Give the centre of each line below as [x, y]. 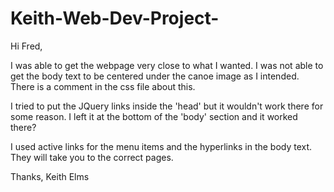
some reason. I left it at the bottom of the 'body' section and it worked [154, 116]
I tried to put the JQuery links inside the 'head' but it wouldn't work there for [167, 106]
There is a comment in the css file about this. [103, 86]
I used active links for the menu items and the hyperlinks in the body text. [161, 146]
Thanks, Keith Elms [50, 176]
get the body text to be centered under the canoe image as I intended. [155, 76]
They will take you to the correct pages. [92, 157]
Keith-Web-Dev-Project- [115, 18]
